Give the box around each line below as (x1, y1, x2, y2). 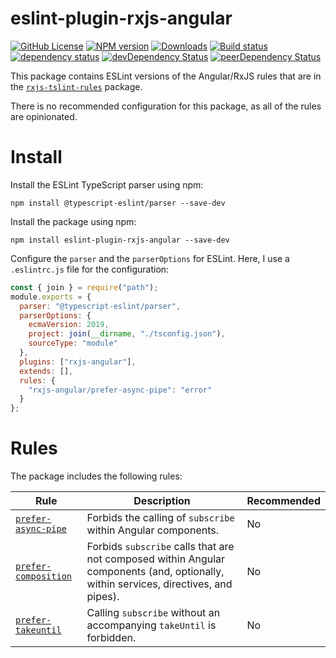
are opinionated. (10, 110, 78, 122)
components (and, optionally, (86, 565, 225, 579)
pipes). (86, 590, 120, 604)
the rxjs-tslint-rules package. (10, 80, 143, 92)
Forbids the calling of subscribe (86, 511, 235, 525)
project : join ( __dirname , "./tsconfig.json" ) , (28, 329, 226, 339)
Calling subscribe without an (86, 606, 221, 620)
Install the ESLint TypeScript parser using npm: (10, 178, 204, 191)
